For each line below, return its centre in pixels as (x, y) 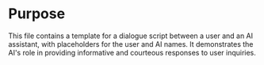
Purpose (37, 14)
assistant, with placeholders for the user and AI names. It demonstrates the (131, 44)
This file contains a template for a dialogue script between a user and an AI (131, 36)
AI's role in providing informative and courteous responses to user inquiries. (132, 52)
